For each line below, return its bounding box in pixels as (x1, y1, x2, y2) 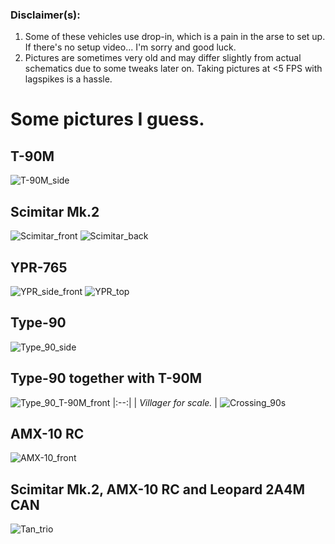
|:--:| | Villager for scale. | (112, 396, 218, 408)
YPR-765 (10, 259, 68, 276)
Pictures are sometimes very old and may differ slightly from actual (24, 52, 302, 64)
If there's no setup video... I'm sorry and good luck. (24, 41, 237, 53)
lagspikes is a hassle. (24, 73, 113, 85)
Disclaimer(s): (10, 8, 81, 22)
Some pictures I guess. (10, 108, 205, 131)
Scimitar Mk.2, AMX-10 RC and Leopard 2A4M (10, 481, 306, 498)
